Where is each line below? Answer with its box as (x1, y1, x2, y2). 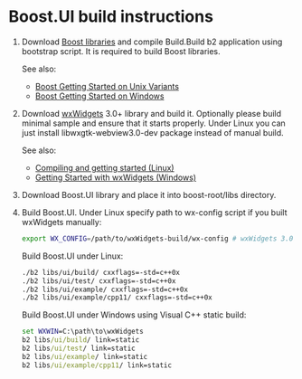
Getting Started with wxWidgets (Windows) (34, 172, 196, 183)
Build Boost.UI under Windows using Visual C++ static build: (21, 309, 247, 320)
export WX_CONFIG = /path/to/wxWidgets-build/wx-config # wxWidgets (21, 233, 278, 243)
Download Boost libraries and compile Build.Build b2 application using (21, 36, 283, 47)
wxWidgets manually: (21, 216, 102, 227)
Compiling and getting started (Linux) (34, 162, 175, 173)
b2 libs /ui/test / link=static (21, 344, 137, 354)
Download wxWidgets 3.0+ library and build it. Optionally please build (21, 108, 282, 118)
